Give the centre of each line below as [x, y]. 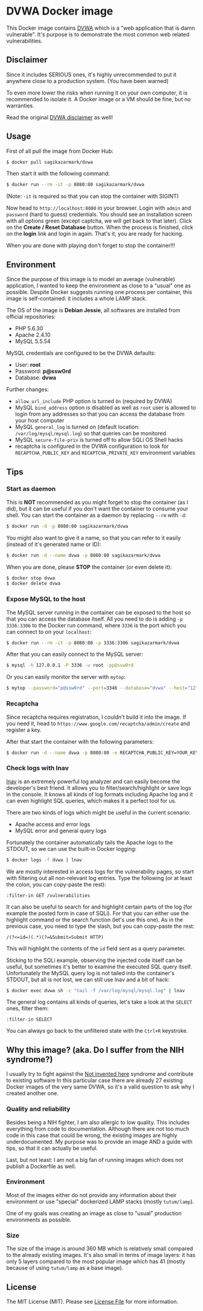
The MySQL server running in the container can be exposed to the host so [99, 612]
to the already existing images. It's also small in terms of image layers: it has [101, 1255]
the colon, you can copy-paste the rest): [56, 884]
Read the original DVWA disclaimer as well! [60, 117]
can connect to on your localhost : [49, 632]
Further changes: [28, 390]
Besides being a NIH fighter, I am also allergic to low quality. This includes [98, 1122]
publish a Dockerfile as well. [41, 1166]
